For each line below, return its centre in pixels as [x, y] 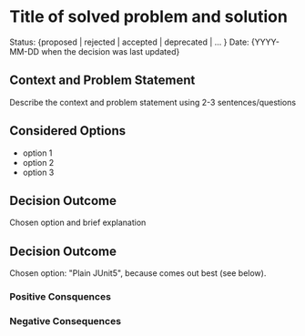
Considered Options [67, 131]
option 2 [38, 162]
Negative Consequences [65, 321]
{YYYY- [265, 42]
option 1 [37, 153]
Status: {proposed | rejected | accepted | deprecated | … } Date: [129, 42]
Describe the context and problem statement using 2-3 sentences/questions [153, 102]
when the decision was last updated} [110, 51]
